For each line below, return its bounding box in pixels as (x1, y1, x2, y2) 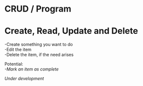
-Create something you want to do (4, 42, 73, 47)
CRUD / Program (4, 3, 71, 14)
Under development (4, 76, 44, 82)
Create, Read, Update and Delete (4, 26, 138, 37)
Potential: (4, 61, 24, 67)
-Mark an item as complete (4, 66, 59, 72)
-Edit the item (4, 47, 32, 53)
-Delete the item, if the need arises (4, 52, 74, 57)
